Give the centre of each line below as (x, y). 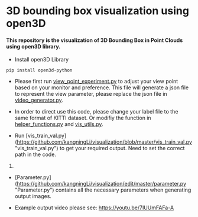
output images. (33, 196)
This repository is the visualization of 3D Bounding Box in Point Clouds (95, 40)
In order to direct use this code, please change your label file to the (96, 112)
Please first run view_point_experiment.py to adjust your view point (96, 82)
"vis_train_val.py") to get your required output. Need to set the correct (100, 148)
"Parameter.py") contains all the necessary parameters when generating (103, 190)
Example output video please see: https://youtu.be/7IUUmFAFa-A (94, 208)
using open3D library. (33, 46)
